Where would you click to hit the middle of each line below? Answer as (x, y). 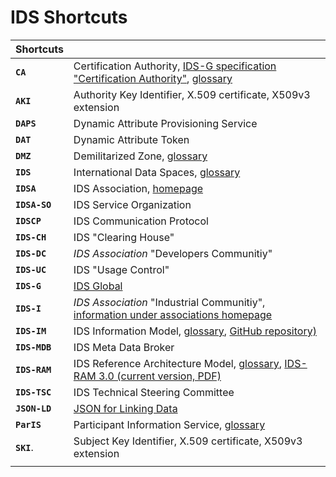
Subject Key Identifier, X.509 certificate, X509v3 (188, 441)
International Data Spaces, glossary (157, 172)
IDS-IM (31, 330)
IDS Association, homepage (138, 188)
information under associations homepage (173, 314)
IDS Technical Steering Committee (154, 392)
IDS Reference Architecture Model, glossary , (177, 363)
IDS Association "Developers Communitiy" (173, 253)
